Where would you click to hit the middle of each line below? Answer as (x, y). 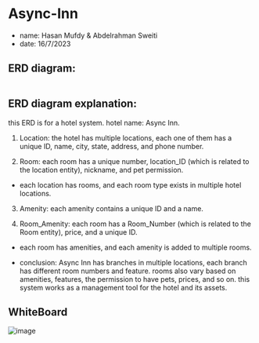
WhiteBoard (38, 312)
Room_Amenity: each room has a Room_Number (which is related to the (135, 224)
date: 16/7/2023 (45, 43)
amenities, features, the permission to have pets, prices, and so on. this (135, 279)
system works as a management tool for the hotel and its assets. (123, 287)
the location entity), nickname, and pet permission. (101, 170)
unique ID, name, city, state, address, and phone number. (112, 146)
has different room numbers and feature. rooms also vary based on (128, 271)
